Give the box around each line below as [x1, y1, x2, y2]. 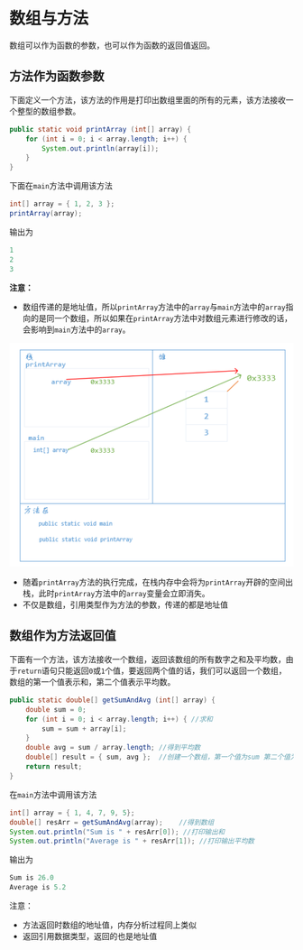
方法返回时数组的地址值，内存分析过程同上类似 [22, 919, 197, 930]
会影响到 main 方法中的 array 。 [22, 324, 131, 335]
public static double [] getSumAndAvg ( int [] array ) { [9, 696, 216, 705]
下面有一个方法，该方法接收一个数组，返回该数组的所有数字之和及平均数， [9, 653, 286, 664]
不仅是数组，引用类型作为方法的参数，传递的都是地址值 [22, 599, 228, 610]
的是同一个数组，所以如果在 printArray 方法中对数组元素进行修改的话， [30, 312, 293, 323]
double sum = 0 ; [25, 705, 87, 714]
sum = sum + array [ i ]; [41, 724, 127, 733]
